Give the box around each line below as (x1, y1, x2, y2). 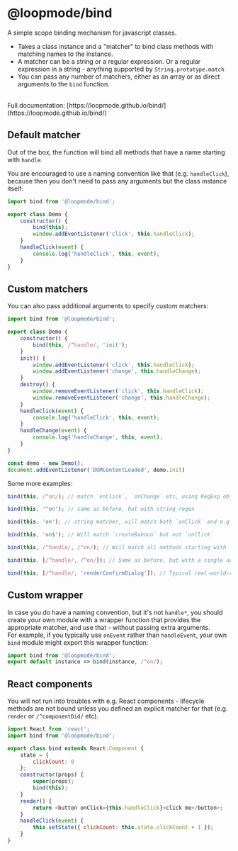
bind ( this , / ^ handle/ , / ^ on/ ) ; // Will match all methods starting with (7, 544, 227, 551)
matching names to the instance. (17, 50, 113, 58)
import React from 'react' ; (7, 726, 91, 733)
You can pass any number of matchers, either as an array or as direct (17, 72, 220, 81)
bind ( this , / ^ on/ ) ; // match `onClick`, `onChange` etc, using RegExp (7, 492, 220, 500)
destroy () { (20, 381, 55, 388)
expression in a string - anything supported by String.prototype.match (17, 64, 225, 73)
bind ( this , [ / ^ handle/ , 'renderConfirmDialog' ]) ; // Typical (7, 569, 192, 577)
